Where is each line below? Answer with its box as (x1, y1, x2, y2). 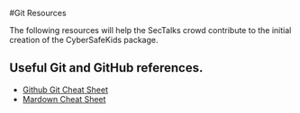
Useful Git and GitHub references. (9, 60, 204, 75)
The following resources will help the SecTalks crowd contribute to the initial (9, 25, 292, 35)
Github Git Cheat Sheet (22, 84, 108, 95)
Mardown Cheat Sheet (22, 93, 106, 104)
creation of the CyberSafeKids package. (9, 35, 159, 45)
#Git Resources (9, 8, 67, 18)
